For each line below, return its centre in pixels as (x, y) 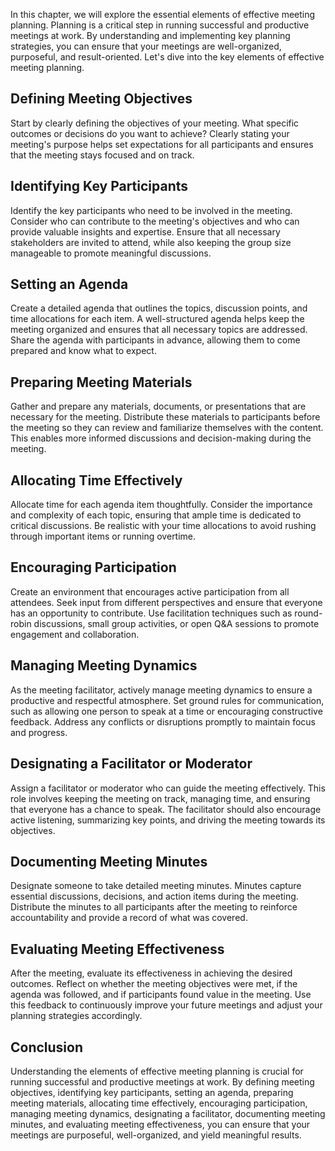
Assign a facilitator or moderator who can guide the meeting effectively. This (168, 788)
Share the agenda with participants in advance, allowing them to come (155, 340)
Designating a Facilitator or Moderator (131, 764)
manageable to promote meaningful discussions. (111, 253)
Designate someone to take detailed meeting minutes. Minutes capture (156, 886)
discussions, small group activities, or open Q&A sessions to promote (176, 623)
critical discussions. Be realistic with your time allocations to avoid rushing (163, 526)
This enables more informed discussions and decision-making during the (161, 438)
